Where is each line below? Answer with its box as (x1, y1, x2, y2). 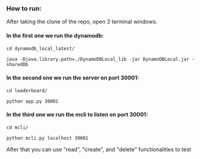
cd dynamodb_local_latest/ (6, 46, 75, 52)
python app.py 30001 (6, 98, 59, 104)
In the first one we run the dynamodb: (6, 32, 104, 39)
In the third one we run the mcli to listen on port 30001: (6, 111, 148, 118)
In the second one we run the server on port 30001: (6, 74, 139, 81)
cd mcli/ (6, 124, 29, 130)
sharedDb (6, 61, 29, 67)
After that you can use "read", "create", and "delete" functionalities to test (6, 146, 191, 153)
